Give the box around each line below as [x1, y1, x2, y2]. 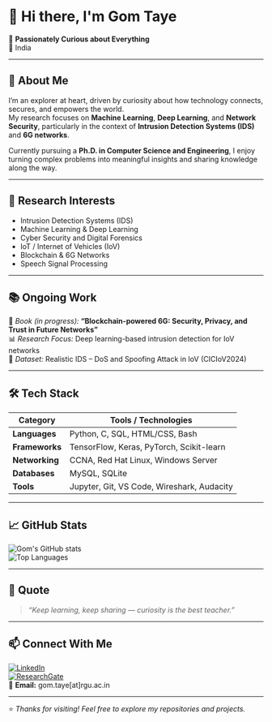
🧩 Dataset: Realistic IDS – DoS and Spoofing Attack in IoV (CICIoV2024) [8, 355, 247, 364]
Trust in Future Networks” [8, 324, 99, 335]
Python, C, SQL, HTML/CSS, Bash [69, 428, 198, 440]
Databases [12, 468, 55, 479]
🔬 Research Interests [8, 194, 116, 208]
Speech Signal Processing [19, 259, 108, 269]
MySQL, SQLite [69, 468, 128, 479]
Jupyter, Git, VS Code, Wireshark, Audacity [69, 481, 233, 492]
